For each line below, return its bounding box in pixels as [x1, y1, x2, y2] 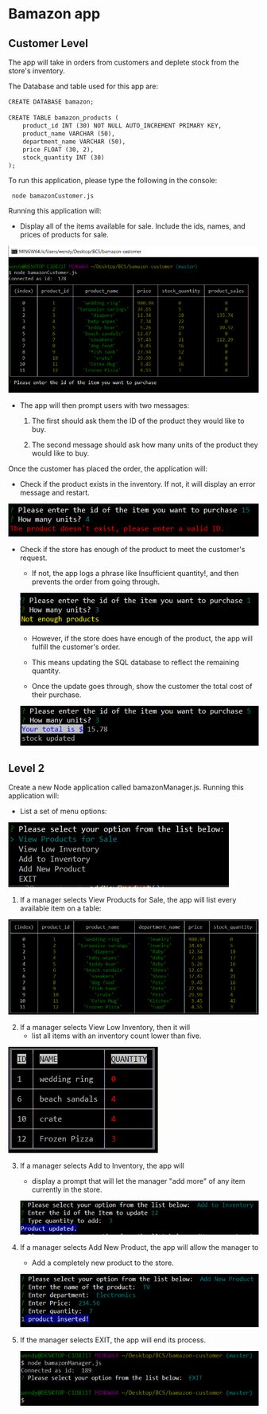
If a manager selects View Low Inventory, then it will [19, 1023, 191, 1032]
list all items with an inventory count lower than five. [31, 1031, 202, 1040]
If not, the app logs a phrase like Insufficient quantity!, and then [31, 569, 239, 578]
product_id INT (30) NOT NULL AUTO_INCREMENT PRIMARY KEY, [22, 122, 222, 130]
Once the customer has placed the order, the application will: [8, 464, 208, 473]
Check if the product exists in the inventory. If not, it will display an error [19, 479, 256, 488]
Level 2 [8, 762, 45, 775]
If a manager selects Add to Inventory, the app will [19, 1161, 185, 1171]
